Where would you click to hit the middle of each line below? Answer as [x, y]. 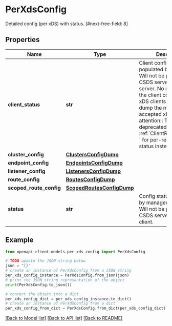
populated [151, 69]
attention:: [151, 120]
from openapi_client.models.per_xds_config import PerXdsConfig [75, 252]
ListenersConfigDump [93, 171]
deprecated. [154, 127]
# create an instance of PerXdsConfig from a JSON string [68, 271]
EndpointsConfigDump [94, 162]
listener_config [27, 171]
